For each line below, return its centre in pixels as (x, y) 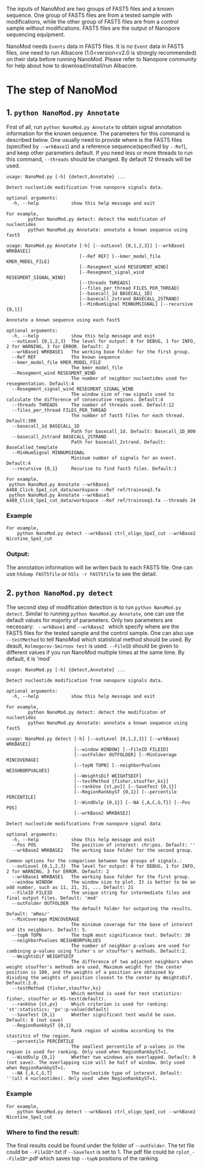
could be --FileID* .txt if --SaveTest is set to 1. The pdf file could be (91, 1152)
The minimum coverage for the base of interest (132, 925)
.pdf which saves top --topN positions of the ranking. (94, 1158)
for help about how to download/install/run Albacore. (72, 65)
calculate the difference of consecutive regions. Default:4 (85, 400)
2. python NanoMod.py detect (60, 593)
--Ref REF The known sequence (66, 357)
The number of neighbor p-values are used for (130, 946)
